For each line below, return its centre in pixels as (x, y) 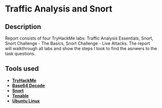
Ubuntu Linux (26, 101)
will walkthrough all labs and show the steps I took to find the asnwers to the (81, 48)
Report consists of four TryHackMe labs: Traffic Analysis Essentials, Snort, (79, 38)
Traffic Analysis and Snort (59, 9)
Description (23, 27)
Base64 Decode (28, 85)
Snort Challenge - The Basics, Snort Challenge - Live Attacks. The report (78, 43)
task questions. (20, 54)
